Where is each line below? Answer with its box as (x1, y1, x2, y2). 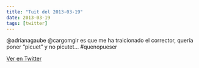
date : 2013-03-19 (6, 15, 51, 21)
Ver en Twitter (6, 55, 42, 63)
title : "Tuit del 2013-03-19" (6, 8, 84, 15)
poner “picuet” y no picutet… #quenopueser (6, 43, 118, 50)
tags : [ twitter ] (6, 20, 48, 26)
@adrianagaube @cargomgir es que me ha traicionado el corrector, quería (6, 37, 194, 44)
